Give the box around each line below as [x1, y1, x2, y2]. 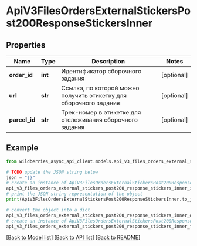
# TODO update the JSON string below [6, 169, 98, 175]
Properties [6, 40, 46, 50]
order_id [9, 71, 33, 79]
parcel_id [9, 116, 36, 124]
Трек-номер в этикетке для [61, 109, 141, 116]
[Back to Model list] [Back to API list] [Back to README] [6, 234, 141, 241]
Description [91, 58, 125, 65]
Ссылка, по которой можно [61, 84, 140, 92]
